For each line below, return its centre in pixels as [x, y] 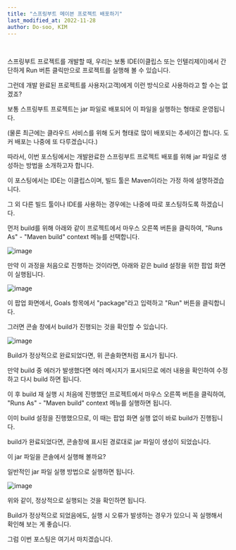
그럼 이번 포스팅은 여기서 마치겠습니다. [60, 539]
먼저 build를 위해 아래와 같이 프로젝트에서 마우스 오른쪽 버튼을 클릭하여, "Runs [115, 228]
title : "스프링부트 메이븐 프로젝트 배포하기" [65, 14]
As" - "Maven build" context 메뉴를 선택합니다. [73, 237]
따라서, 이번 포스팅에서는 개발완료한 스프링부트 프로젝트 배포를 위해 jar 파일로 [113, 157]
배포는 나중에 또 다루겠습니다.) [56, 142]
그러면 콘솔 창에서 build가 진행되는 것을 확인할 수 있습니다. [87, 327]
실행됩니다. [30, 274]
